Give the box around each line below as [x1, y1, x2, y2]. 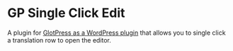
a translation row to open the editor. [7, 35, 112, 44]
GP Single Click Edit [7, 5, 125, 21]
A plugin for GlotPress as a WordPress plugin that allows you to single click [7, 28, 226, 37]
